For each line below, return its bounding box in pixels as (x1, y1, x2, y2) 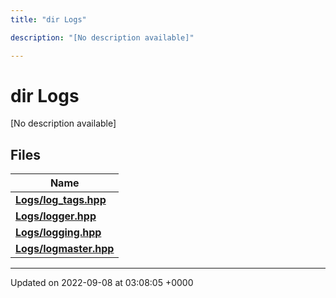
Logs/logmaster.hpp (15, 242, 115, 256)
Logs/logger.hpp (15, 209, 97, 223)
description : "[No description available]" (10, 32, 195, 43)
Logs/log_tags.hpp (15, 193, 107, 207)
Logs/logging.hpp (15, 226, 102, 240)
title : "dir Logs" (10, 14, 87, 25)
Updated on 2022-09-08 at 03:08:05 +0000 (10, 277, 194, 289)
